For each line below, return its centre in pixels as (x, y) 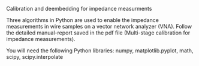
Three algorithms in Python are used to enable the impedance (82, 20)
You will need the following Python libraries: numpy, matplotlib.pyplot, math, (100, 51)
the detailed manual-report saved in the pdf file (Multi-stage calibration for (98, 33)
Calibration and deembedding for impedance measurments (79, 9)
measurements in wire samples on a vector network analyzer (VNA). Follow (99, 26)
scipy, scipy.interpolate (35, 57)
